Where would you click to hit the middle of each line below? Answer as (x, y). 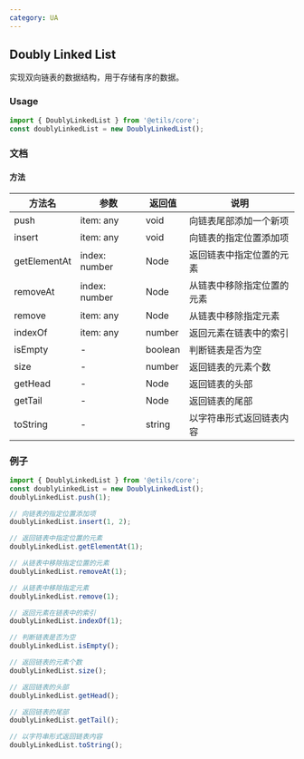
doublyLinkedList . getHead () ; (64, 696)
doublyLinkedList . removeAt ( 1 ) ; (68, 571)
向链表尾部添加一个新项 (239, 220)
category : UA (34, 18)
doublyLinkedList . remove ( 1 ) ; (64, 596)
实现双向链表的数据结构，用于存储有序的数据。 (96, 77)
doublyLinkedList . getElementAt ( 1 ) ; (76, 547)
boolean (163, 349)
